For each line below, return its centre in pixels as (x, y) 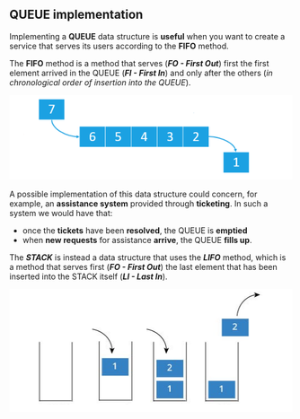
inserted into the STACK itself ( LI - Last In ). (88, 276)
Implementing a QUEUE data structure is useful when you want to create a (147, 36)
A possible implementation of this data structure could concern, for (133, 194)
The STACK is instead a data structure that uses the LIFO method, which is (148, 258)
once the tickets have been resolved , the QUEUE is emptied (135, 231)
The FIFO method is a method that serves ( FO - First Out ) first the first (139, 63)
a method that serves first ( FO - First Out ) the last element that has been (144, 267)
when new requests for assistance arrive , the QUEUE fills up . (137, 240)
